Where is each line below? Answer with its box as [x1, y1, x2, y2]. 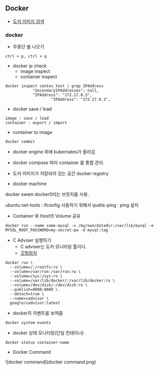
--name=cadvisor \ [10, 296, 49, 301]
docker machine [12, 181, 47, 187]
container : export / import [5, 120, 67, 126]
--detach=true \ [10, 291, 44, 297]
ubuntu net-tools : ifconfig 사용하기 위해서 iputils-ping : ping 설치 [5, 202, 139, 209]
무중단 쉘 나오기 [12, 43, 44, 50]
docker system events [5, 320, 51, 326]
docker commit [5, 139, 36, 145]
